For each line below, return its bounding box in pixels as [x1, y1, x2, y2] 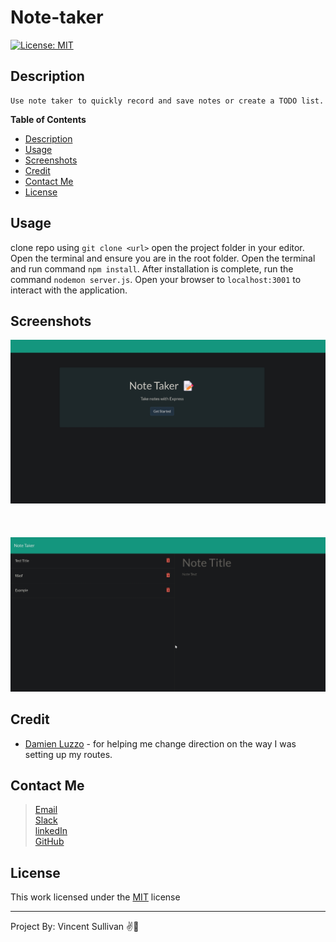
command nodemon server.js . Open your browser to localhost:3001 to [10, 273, 302, 285]
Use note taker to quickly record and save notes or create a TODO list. [10, 96, 325, 106]
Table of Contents [10, 113, 87, 125]
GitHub [34, 836, 65, 848]
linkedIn [34, 825, 68, 837]
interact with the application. [10, 284, 128, 296]
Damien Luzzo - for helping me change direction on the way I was [24, 737, 297, 750]
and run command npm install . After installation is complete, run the [10, 262, 294, 275]
